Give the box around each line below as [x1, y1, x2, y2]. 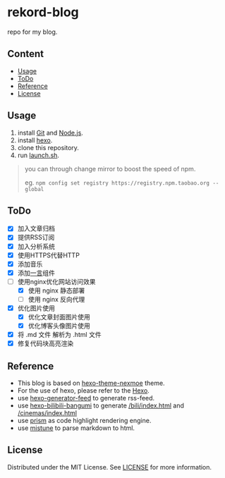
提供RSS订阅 [17, 233, 55, 242]
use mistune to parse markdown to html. [17, 424, 135, 432]
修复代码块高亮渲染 [17, 339, 74, 348]
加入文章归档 [17, 224, 55, 233]
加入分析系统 [17, 242, 55, 250]
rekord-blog [7, 4, 79, 20]
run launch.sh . [17, 151, 60, 159]
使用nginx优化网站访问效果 [17, 277, 96, 286]
